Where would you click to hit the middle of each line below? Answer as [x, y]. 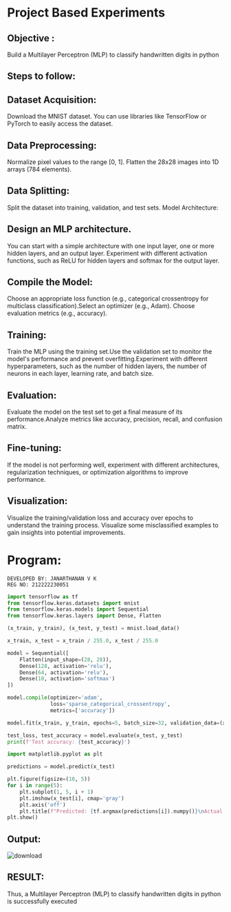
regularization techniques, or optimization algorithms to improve [98, 472]
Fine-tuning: [34, 448]
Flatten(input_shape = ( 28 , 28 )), [66, 660]
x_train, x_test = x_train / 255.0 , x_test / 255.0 [82, 641]
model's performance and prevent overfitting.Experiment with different [107, 359]
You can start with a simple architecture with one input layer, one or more [111, 245]
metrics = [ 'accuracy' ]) [83, 710]
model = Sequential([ [38, 653]
